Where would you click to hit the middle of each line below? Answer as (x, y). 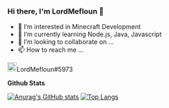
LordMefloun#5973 (45, 70)
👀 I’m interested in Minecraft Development (79, 27)
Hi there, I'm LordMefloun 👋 (56, 11)
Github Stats (26, 83)
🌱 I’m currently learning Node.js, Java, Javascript (89, 34)
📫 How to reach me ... (50, 50)
